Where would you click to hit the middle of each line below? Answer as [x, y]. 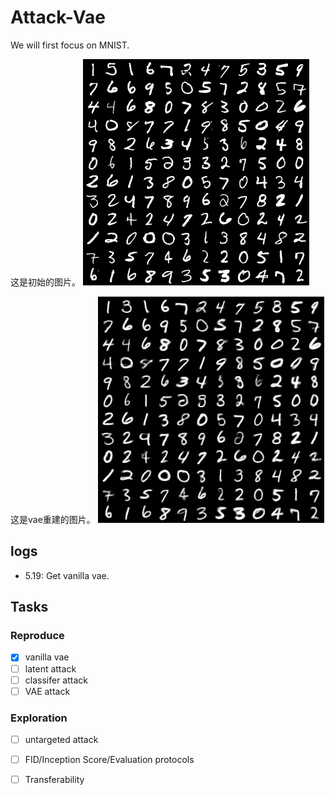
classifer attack [56, 680]
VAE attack [47, 691]
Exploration [39, 718]
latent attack [50, 668]
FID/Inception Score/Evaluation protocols [109, 760]
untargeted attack [61, 739]
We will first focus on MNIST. [70, 45]
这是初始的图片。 [45, 282]
